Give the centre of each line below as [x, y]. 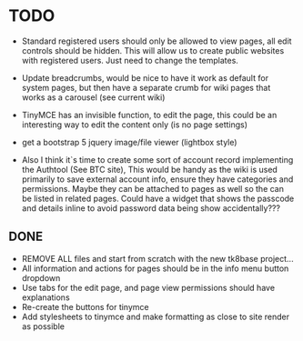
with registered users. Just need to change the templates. [130, 60]
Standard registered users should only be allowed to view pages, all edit [157, 41]
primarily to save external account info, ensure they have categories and [157, 179]
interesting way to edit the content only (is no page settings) [134, 125]
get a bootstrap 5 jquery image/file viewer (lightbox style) [129, 142]
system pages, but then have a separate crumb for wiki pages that [146, 87]
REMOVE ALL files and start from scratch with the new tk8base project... [157, 258]
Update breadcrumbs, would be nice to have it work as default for [145, 77]
